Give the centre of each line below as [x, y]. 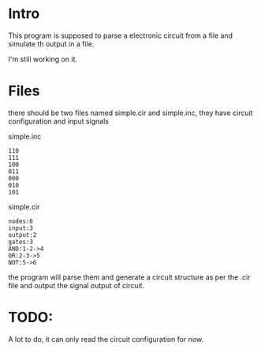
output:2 [22, 235]
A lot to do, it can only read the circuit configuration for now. [106, 339]
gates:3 [21, 242]
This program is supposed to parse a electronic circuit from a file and [121, 35]
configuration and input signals [58, 121]
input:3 [21, 228]
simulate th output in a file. [51, 43]
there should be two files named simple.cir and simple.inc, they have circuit [131, 113]
